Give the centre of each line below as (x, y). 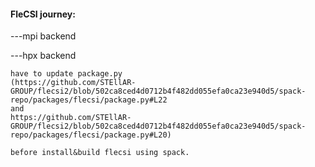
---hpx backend (43, 56)
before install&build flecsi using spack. (100, 153)
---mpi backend (43, 36)
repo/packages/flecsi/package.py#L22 (89, 100)
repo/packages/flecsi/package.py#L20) (91, 135)
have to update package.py (66, 74)
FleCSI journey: (43, 14)
